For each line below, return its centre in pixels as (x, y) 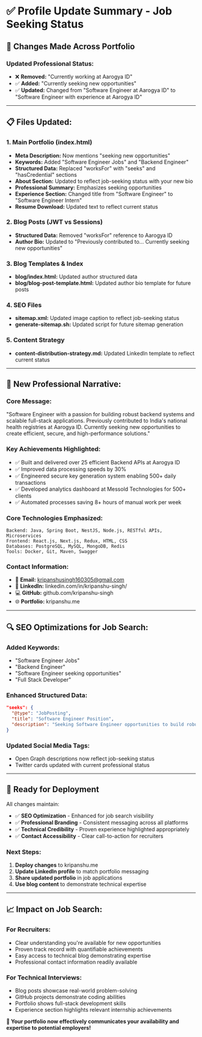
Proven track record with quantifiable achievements (79, 949)
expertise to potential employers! (49, 1028)
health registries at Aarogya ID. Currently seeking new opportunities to (93, 427)
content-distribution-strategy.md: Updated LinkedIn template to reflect (105, 353)
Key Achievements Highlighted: (54, 449)
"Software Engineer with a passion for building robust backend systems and (100, 414)
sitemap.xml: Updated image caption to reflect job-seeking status (97, 318)
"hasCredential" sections (46, 174)
